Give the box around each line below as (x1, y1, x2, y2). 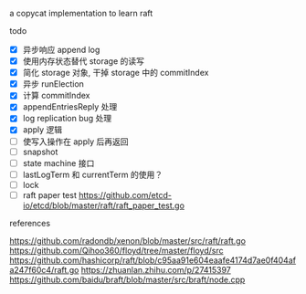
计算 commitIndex (22, 90, 90, 101)
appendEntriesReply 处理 (22, 101, 118, 112)
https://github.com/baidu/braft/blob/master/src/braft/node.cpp (9, 274, 246, 285)
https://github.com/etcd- (79, 189, 172, 200)
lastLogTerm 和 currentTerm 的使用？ (22, 169, 164, 180)
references (9, 217, 51, 228)
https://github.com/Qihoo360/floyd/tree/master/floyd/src (9, 245, 224, 256)
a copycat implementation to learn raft (9, 8, 153, 18)
